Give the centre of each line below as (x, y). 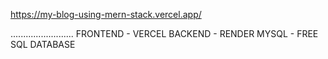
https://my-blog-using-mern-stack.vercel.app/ (106, 14)
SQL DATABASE (43, 44)
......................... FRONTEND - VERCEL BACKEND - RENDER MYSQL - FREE (164, 33)
